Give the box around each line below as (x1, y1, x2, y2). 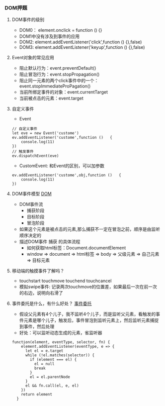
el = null (34, 362, 55, 367)
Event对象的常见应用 (11, 55, 54, 61)
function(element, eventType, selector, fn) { (11, 340, 110, 345)
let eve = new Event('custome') (11, 131, 79, 136)
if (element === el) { (30, 357, 77, 362)
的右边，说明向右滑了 (19, 290, 63, 296)
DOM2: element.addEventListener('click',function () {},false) (19, 39, 142, 45)
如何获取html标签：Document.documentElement (26, 245, 126, 251)
